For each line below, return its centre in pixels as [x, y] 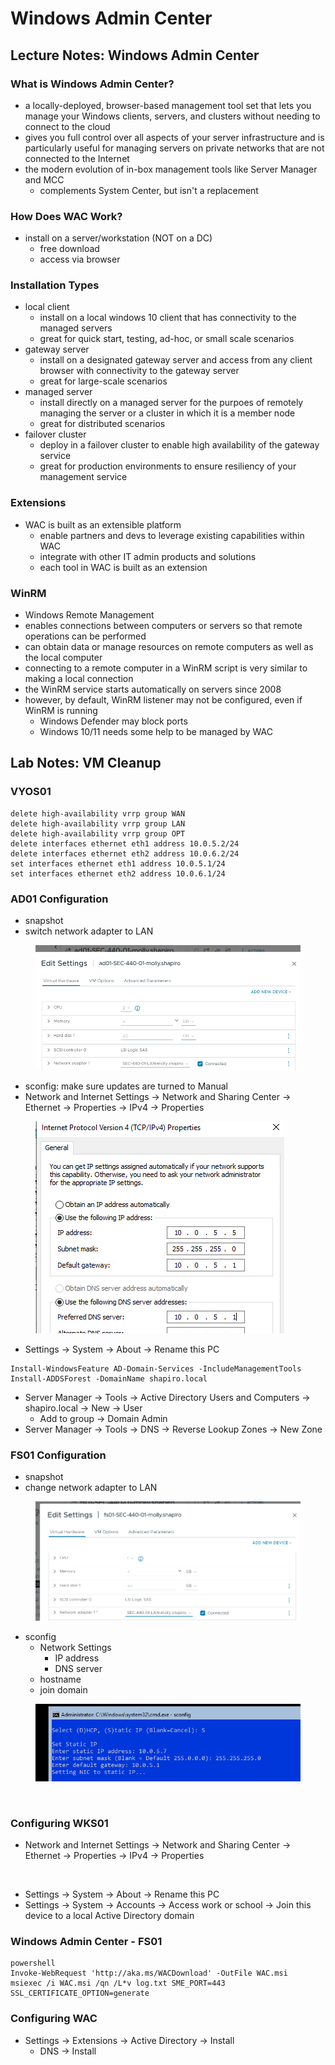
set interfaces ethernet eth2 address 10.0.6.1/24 [118, 873]
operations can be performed [85, 636]
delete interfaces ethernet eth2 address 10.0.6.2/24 [125, 853]
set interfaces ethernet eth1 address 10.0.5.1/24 [118, 863]
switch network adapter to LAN [89, 931]
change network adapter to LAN [91, 1488]
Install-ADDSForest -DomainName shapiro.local [109, 1378]
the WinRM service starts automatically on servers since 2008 [153, 689]
